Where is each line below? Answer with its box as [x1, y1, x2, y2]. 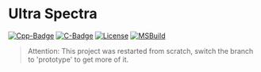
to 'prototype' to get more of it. [27, 55, 129, 64]
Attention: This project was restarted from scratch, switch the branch [27, 46, 254, 55]
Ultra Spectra [8, 5, 98, 23]
